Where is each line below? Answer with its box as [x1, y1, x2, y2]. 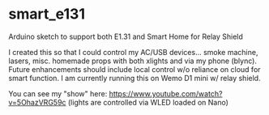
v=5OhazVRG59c [8, 97, 66, 107]
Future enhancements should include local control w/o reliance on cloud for [8, 64, 261, 74]
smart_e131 [8, 5, 85, 23]
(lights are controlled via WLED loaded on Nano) [67, 97, 229, 107]
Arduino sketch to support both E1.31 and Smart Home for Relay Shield [8, 32, 243, 41]
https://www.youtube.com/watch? [109, 88, 223, 98]
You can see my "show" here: [8, 88, 108, 98]
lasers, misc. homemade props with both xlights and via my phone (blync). [8, 56, 258, 66]
